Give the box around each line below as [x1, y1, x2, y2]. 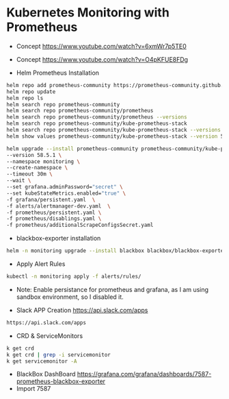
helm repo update [6, 88, 56, 95]
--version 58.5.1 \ [6, 152, 62, 158]
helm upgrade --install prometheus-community [6, 145, 138, 152]
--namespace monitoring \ [6, 158, 80, 165]
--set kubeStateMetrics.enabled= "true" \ [6, 190, 126, 197]
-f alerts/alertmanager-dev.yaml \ [6, 202, 111, 210]
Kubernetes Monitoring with [6, 5, 170, 21]
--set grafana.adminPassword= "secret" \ [6, 184, 124, 191]
